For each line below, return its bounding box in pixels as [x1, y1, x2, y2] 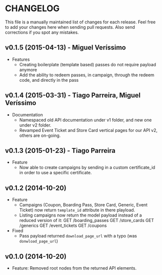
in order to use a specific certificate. [19, 170, 92, 176]
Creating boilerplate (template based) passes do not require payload [19, 61, 156, 67]
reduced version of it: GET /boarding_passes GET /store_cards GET [19, 218, 154, 223]
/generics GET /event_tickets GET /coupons [19, 222, 107, 229]
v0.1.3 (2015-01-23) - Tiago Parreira [5, 147, 115, 155]
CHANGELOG [5, 3, 60, 14]
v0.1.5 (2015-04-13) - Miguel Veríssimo [5, 43, 126, 52]
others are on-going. [19, 132, 61, 138]
